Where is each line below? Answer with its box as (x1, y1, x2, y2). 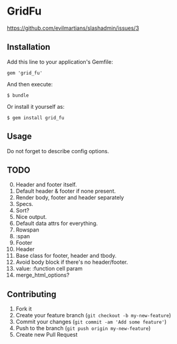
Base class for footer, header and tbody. (15, 252, 117, 260)
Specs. (15, 201, 33, 208)
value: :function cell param (15, 265, 83, 272)
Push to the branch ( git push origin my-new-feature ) (15, 325, 151, 332)
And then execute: (7, 80, 53, 88)
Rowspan (15, 226, 40, 233)
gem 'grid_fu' (7, 70, 43, 76)
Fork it (15, 305, 32, 312)
